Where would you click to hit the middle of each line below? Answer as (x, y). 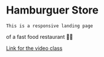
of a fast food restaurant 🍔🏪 (40, 36)
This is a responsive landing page (50, 26)
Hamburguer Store (52, 10)
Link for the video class (34, 48)
